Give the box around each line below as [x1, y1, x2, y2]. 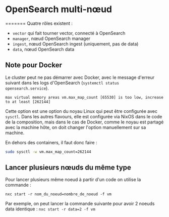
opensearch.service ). [5, 85, 49, 91]
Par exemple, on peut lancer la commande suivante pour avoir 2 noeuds [5, 201, 155, 207]
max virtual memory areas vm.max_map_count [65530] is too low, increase [5, 95, 164, 100]
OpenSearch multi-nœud [5, 4, 112, 15]
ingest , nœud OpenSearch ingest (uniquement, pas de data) [12, 40, 139, 47]
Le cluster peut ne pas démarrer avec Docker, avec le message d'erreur [5, 74, 155, 80]
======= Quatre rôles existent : [5, 20, 73, 26]
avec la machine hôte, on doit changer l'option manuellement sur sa [5, 124, 146, 130]
